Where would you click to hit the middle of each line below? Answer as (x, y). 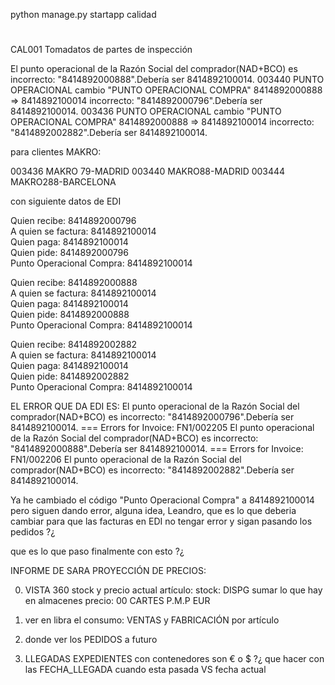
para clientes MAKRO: (56, 152)
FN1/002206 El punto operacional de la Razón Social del (126, 460)
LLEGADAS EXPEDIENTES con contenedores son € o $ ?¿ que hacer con (174, 659)
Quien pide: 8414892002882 (70, 376)
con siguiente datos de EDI (66, 201)
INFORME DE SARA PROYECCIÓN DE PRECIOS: (108, 571)
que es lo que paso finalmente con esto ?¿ (97, 551)
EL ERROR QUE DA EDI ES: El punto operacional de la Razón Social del (155, 406)
